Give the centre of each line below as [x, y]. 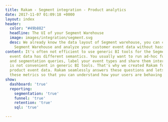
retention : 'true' [33, 103]
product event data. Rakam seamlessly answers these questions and [81, 70]
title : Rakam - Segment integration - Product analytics [66, 10]
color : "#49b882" [28, 28]
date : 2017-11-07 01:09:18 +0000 [40, 14]
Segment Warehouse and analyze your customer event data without [84, 47]
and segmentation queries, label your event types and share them [80, 61]
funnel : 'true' [30, 98]
